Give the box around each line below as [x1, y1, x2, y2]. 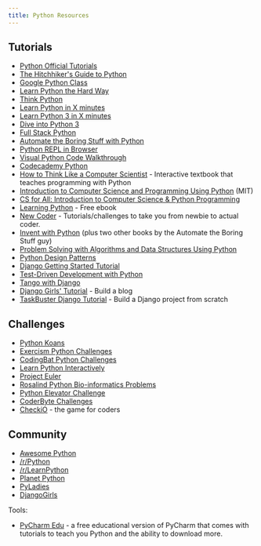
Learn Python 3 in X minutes [19, 111, 111, 121]
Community [8, 428, 67, 441]
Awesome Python [19, 449, 77, 458]
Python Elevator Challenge [19, 388, 106, 398]
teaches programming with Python [19, 178, 132, 187]
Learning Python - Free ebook [19, 203, 118, 213]
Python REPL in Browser [19, 144, 98, 154]
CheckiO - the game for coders [19, 405, 121, 414]
